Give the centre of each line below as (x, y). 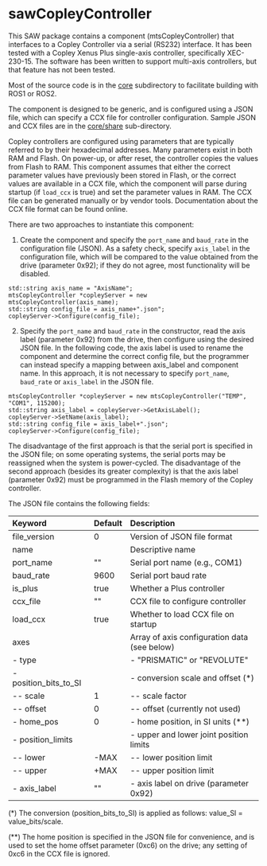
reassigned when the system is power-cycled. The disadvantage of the (124, 462)
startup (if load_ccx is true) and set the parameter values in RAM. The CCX (130, 192)
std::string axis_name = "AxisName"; (71, 288)
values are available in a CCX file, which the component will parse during (128, 183)
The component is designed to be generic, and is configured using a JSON (131, 109)
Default (108, 523)
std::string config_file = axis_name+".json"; (87, 309)
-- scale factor (158, 696)
